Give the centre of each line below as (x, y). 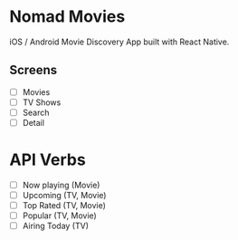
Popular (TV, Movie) (59, 216)
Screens (33, 70)
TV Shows (42, 102)
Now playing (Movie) (61, 185)
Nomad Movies (67, 17)
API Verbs (48, 160)
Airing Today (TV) (55, 226)
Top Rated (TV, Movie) (64, 206)
